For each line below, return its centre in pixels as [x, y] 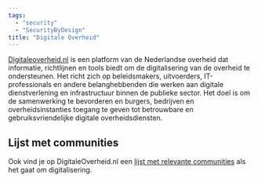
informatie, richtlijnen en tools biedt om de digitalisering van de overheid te [129, 68]
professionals [30, 85]
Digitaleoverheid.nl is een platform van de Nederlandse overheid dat [118, 60]
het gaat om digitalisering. [50, 170]
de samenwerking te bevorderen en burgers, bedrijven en [101, 101]
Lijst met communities [64, 142]
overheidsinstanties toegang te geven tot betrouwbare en [101, 110]
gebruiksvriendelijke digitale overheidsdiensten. [85, 118]
